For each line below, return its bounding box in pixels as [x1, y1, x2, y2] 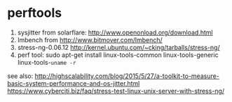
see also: [7, 72, 34, 80]
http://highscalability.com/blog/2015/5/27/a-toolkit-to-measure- [34, 72, 219, 80]
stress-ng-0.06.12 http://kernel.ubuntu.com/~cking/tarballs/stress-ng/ [17, 43, 220, 51]
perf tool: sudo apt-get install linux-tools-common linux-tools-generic [17, 51, 219, 59]
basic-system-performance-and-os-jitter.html [7, 79, 140, 87]
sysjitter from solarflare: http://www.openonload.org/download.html [17, 28, 213, 37]
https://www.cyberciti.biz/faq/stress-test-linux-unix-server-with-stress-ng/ [7, 87, 225, 95]
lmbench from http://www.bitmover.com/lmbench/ [17, 35, 163, 44]
